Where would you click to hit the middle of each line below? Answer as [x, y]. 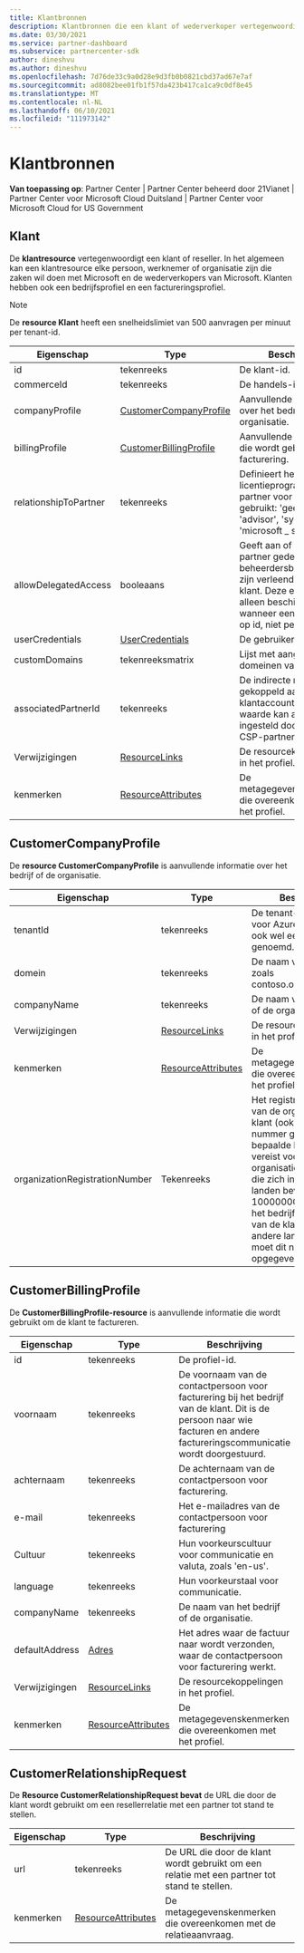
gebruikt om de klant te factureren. [74, 1322]
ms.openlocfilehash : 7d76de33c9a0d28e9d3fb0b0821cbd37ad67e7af [131, 77]
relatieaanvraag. [199, 1935]
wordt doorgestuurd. [223, 1454]
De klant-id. [265, 370]
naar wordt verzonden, [227, 1644]
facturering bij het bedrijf [232, 1397]
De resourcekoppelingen [231, 1681]
